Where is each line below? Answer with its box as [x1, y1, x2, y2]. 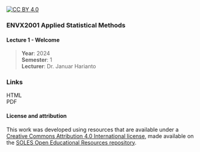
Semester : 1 [21, 56, 52, 63]
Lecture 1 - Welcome [6, 36, 60, 43]
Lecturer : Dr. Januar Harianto [21, 63, 96, 70]
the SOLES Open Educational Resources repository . [6, 139, 137, 146]
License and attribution [6, 112, 67, 120]
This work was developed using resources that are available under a [6, 126, 179, 133]
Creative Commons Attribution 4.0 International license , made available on [6, 132, 194, 140]
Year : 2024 [21, 49, 50, 57]
